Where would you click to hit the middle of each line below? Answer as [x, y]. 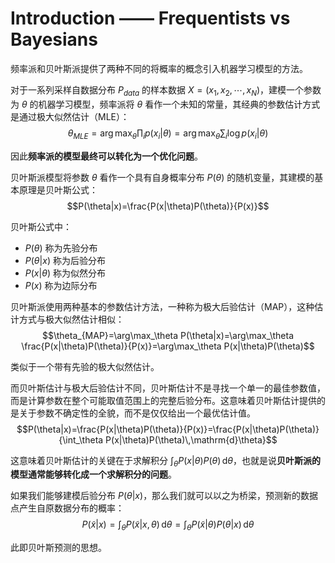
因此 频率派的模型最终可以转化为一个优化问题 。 [106, 156]
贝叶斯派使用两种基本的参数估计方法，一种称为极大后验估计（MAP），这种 [162, 306]
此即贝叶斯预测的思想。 [58, 548]
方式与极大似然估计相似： [71, 319]
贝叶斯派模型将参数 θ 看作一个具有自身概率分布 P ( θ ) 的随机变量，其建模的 [162, 177]
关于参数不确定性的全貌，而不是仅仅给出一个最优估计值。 [137, 413]
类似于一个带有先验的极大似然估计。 [85, 366]
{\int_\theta [81, 439]
